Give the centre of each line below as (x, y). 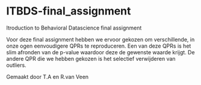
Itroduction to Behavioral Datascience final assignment (74, 28)
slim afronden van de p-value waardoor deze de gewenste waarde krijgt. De (100, 52)
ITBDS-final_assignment (69, 11)
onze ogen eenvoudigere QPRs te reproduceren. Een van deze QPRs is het (99, 46)
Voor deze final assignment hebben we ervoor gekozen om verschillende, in (100, 39)
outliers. (16, 65)
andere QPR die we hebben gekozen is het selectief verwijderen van (91, 58)
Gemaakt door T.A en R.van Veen (48, 77)
